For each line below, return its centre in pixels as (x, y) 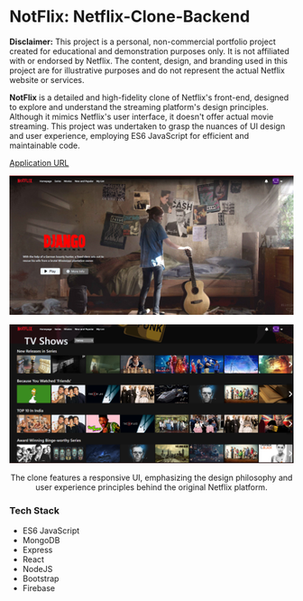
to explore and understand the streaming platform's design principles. (139, 106)
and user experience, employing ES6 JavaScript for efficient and (129, 135)
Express (37, 550)
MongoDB (41, 540)
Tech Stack (35, 511)
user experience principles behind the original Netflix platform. (151, 487)
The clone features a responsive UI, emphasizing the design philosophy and (151, 478)
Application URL (39, 162)
